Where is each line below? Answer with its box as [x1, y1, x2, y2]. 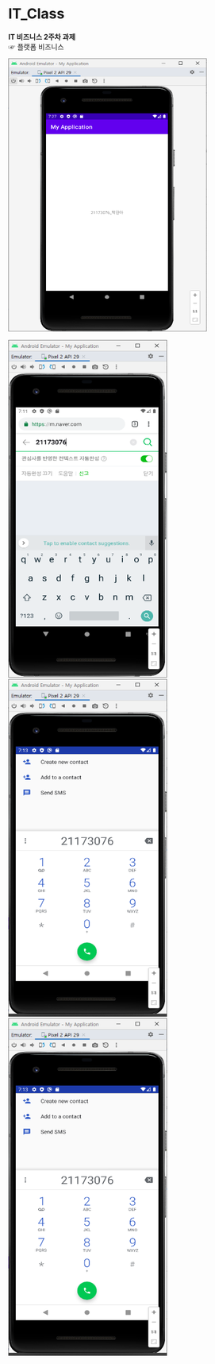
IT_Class [8, 5, 65, 23]
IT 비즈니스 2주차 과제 [8, 32, 76, 41]
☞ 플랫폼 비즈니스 [8, 41, 65, 52]
